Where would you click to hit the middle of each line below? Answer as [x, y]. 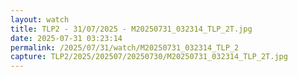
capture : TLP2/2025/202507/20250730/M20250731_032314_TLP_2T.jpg [149, 57]
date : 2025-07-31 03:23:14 [66, 38]
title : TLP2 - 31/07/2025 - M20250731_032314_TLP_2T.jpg [131, 29]
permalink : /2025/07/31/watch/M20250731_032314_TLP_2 [125, 47]
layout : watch [40, 19]
